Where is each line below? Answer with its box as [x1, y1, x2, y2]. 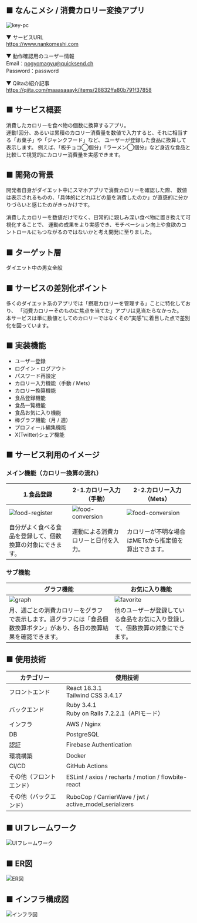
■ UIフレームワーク [6, 823, 77, 833]
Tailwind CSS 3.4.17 [66, 691, 123, 699]
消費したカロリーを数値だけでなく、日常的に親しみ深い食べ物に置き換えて [6, 214, 186, 221]
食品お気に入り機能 [14, 409, 62, 416]
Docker [66, 751, 86, 759]
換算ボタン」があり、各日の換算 [15, 623, 103, 632]
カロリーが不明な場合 [127, 527, 186, 536]
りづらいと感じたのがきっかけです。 [6, 201, 93, 208]
